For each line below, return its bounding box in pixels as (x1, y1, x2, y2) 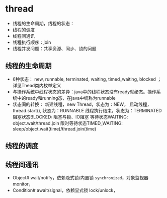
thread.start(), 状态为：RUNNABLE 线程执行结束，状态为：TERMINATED (12, 107, 162, 113)
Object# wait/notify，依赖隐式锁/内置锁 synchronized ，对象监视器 (12, 174, 148, 180)
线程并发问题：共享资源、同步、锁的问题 (12, 45, 97, 51)
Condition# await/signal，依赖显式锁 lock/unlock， (12, 187, 118, 193)
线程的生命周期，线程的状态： (12, 20, 74, 26)
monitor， (12, 181, 34, 187)
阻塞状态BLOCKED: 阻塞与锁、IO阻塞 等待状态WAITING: (12, 114, 128, 120)
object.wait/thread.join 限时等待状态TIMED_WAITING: (12, 120, 123, 126)
